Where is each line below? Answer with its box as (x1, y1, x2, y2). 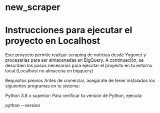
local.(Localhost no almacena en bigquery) (5, 68, 93, 74)
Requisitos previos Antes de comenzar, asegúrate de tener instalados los (5, 77, 155, 84)
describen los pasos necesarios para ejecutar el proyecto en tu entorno (5, 62, 152, 69)
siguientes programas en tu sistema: (5, 83, 80, 89)
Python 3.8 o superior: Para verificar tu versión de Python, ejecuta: (5, 92, 143, 99)
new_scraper (5, 2, 61, 13)
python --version (5, 102, 40, 108)
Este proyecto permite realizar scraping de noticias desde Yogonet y (5, 52, 146, 58)
